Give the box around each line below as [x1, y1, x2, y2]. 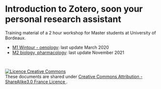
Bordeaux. [5, 35, 26, 41]
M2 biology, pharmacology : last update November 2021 [12, 50, 125, 55]
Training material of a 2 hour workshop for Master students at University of [5, 30, 156, 36]
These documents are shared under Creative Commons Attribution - [5, 73, 143, 79]
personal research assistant [5, 14, 121, 25]
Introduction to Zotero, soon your [5, 3, 143, 15]
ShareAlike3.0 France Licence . [5, 79, 68, 85]
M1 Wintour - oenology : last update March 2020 [12, 44, 109, 50]
